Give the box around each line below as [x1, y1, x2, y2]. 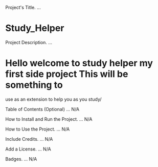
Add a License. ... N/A [5, 146, 51, 152]
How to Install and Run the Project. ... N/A [5, 116, 93, 122]
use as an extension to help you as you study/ [5, 96, 102, 102]
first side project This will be [5, 68, 128, 80]
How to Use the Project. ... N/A [5, 126, 70, 132]
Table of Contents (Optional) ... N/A [5, 106, 80, 112]
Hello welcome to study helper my [5, 58, 153, 69]
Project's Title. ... [5, 5, 41, 10]
